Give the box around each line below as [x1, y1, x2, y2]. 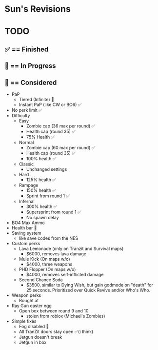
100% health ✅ [26, 155, 57, 162]
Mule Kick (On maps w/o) [19, 256, 70, 262]
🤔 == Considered [4, 78, 57, 86]
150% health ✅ [26, 187, 57, 193]
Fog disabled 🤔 [19, 323, 49, 329]
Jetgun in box [19, 339, 47, 345]
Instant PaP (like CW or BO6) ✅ [19, 102, 82, 107]
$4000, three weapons [26, 261, 73, 267]
